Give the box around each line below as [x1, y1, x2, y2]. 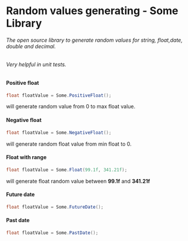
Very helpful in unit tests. [6, 61, 66, 68]
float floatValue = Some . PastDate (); [6, 230, 99, 236]
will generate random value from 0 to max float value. [6, 103, 136, 110]
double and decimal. [6, 42, 56, 49]
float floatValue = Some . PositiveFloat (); [6, 93, 112, 98]
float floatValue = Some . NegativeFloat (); [6, 130, 112, 136]
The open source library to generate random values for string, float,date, [6, 37, 183, 44]
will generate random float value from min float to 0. [6, 140, 132, 147]
